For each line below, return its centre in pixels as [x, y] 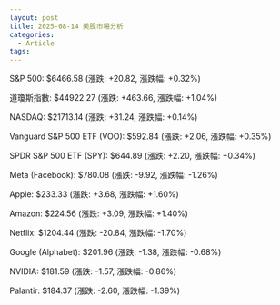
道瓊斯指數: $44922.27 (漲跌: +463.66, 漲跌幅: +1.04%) [114, 98]
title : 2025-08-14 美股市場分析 [67, 26]
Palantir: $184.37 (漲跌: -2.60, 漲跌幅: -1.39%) [95, 290]
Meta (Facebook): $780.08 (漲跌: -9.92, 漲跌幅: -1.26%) [114, 175]
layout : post [34, 18]
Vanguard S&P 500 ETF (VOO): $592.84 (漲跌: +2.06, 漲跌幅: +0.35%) [140, 136]
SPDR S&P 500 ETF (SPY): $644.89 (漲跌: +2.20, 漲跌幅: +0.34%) [133, 156]
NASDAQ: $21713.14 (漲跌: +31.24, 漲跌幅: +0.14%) [104, 117]
